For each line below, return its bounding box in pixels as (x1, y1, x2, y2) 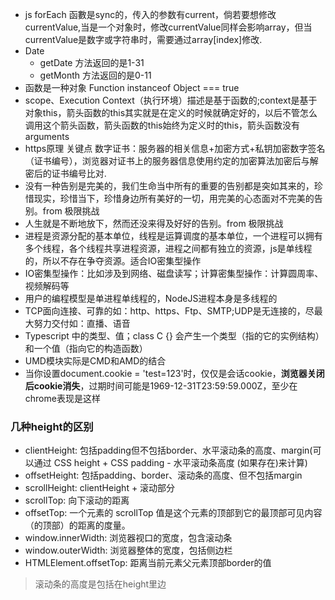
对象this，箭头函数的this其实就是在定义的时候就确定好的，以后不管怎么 (24, 107, 318, 118)
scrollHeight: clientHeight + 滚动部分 (24, 482, 176, 494)
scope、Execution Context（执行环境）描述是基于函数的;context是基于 (24, 94, 318, 106)
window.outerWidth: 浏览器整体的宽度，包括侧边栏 (24, 544, 233, 557)
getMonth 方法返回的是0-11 (39, 69, 152, 81)
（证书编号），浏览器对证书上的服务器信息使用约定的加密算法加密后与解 (24, 155, 319, 167)
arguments (24, 131, 70, 142)
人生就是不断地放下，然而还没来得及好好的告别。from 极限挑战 (24, 218, 284, 229)
